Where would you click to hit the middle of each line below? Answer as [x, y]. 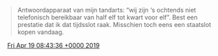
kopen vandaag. [41, 32]
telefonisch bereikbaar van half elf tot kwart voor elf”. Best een [107, 17]
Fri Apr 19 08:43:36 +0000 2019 [53, 45]
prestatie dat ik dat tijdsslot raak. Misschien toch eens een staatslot [114, 25]
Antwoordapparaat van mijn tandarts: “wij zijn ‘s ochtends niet [107, 10]
